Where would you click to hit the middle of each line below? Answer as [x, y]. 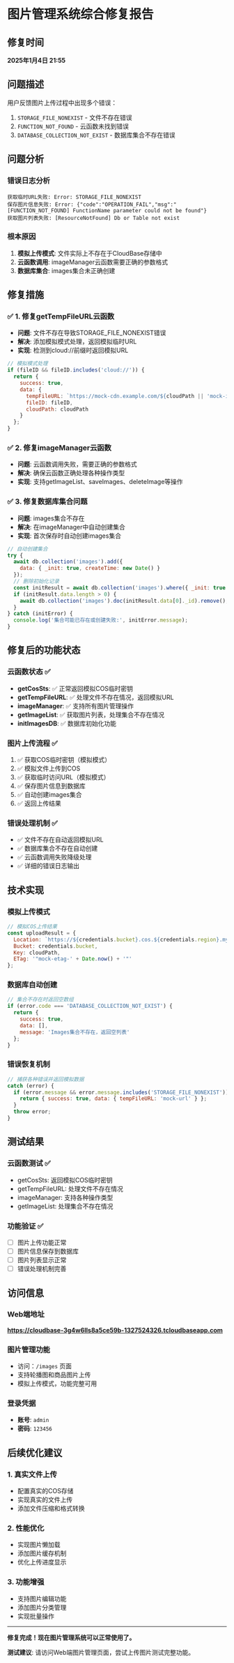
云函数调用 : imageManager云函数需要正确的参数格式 [93, 262]
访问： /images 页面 [44, 1366]
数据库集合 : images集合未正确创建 [66, 270]
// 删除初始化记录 [37, 581]
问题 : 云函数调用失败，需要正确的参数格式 [77, 464]
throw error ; [32, 1112]
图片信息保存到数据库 [48, 1251]
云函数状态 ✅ [29, 672]
